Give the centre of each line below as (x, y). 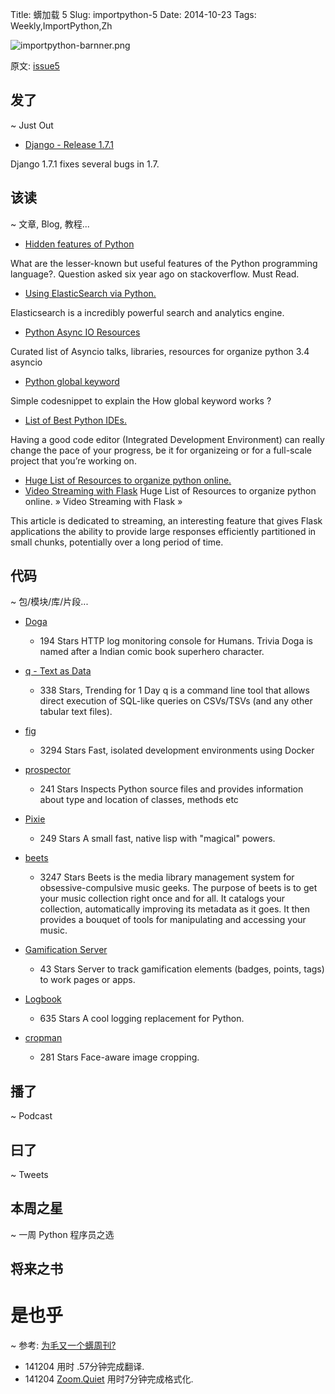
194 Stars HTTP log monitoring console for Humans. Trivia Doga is (176, 641)
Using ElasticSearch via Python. (90, 293)
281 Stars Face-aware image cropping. (119, 1057)
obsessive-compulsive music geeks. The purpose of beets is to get (178, 888)
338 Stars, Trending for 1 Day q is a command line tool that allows (174, 690)
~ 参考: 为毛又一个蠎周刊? (63, 1345)
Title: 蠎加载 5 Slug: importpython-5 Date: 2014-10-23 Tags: (133, 14)
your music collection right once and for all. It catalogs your (162, 899)
